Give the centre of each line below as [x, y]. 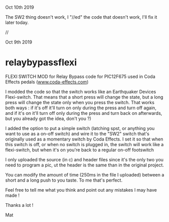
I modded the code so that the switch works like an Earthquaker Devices [81, 92]
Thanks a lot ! [19, 205]
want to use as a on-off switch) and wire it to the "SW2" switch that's [77, 134]
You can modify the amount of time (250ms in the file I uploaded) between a [85, 174]
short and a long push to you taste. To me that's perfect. [64, 180]
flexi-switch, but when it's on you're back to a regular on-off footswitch [80, 150]
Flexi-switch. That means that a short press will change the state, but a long [84, 97]
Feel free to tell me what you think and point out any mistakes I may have [81, 190]
